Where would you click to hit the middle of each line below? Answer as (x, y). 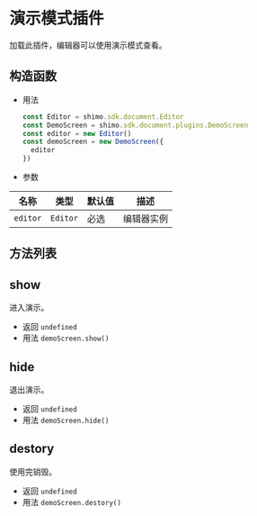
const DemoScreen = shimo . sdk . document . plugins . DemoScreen (135, 125)
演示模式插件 (57, 18)
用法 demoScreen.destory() (71, 502)
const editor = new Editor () (77, 133)
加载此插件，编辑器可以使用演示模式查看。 (88, 45)
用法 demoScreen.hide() (66, 421)
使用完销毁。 (33, 471)
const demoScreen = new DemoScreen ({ (93, 142)
